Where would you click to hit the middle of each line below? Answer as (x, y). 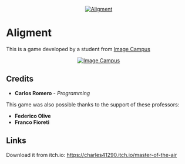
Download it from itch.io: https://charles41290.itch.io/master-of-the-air (92, 155)
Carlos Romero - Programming (52, 93)
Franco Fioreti (32, 122)
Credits (20, 79)
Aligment (29, 33)
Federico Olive (33, 116)
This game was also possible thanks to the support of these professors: (93, 104)
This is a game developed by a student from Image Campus (78, 49)
